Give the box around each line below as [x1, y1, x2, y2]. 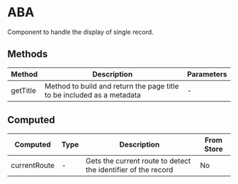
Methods [7, 48, 48, 60]
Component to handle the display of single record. [7, 28, 154, 36]
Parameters [187, 69, 227, 79]
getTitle [11, 86, 37, 96]
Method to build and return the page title [45, 81, 179, 91]
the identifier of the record [86, 164, 174, 174]
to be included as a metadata [45, 90, 142, 100]
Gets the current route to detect [86, 156, 191, 166]
